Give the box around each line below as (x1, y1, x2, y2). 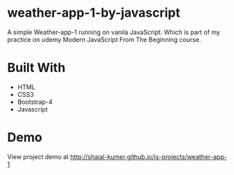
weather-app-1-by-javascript (7, 5, 180, 21)
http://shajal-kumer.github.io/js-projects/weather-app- (70, 152, 227, 161)
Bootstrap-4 (17, 98, 53, 106)
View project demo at (7, 152, 69, 161)
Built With (7, 60, 66, 76)
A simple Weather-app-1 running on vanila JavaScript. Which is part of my (7, 28, 221, 36)
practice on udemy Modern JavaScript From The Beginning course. (7, 35, 201, 43)
